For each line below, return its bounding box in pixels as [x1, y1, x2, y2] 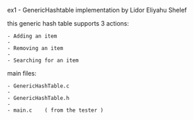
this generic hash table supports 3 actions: [7, 19, 130, 27]
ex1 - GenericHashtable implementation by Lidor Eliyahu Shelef [7, 6, 187, 14]
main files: [7, 69, 37, 77]
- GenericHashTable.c [7, 83, 70, 89]
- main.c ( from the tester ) [7, 107, 104, 114]
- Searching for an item [7, 57, 79, 64]
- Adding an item [7, 33, 58, 40]
